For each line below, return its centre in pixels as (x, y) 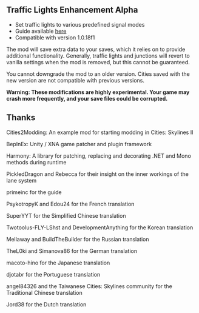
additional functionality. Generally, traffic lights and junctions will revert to (98, 56)
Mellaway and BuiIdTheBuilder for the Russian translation (78, 239)
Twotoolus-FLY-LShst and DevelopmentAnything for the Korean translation (100, 227)
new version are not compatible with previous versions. (75, 80)
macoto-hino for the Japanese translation (58, 263)
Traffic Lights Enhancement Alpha (72, 10)
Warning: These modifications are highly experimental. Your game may (98, 92)
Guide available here (41, 31)
